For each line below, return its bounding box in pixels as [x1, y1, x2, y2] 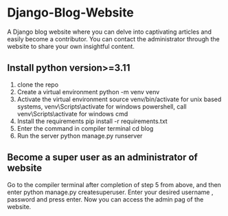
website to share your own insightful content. [7, 42, 135, 50]
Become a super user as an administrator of [7, 151, 198, 163]
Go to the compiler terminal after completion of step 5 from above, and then [7, 180, 222, 188]
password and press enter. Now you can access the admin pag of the [7, 195, 204, 204]
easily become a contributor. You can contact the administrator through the [7, 34, 220, 43]
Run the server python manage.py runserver [16, 131, 143, 140]
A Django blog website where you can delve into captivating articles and [7, 28, 212, 36]
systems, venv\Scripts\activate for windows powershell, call [16, 102, 187, 111]
